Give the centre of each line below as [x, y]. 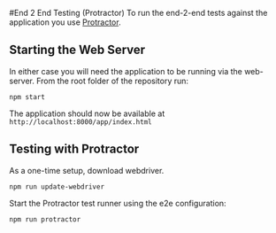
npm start [27, 97]
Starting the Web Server [77, 50]
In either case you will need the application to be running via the [126, 71]
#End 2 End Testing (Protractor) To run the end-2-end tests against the [138, 13]
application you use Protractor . [65, 22]
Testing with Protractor [74, 149]
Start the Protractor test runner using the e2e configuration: [118, 203]
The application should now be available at [87, 113]
